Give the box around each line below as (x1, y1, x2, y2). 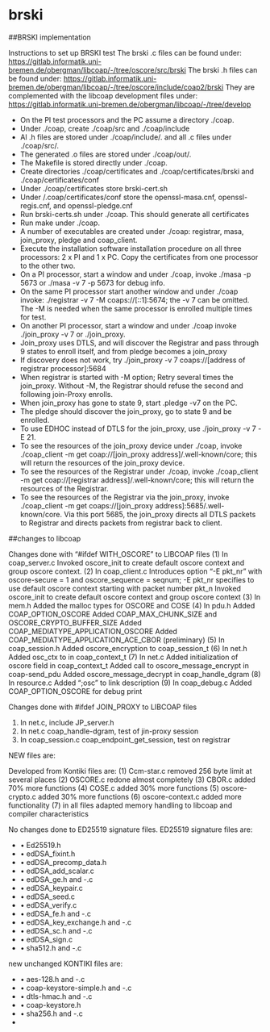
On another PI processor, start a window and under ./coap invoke (19, 320, 237, 330)
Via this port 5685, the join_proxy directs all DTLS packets (64, 509, 256, 519)
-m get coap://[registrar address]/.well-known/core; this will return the (19, 474, 255, 485)
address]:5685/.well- (155, 500, 225, 510)
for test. (19, 312, 47, 322)
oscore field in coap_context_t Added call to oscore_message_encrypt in (8, 660, 250, 671)
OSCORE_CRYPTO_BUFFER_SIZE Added (8, 617, 143, 627)
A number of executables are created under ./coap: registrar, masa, (19, 226, 244, 236)
